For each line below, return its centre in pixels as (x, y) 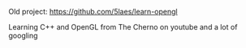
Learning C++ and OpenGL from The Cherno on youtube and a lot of (123, 27)
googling (23, 36)
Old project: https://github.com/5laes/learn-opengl (93, 12)
